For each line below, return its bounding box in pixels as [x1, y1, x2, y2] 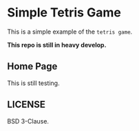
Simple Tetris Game [7, 5, 122, 21]
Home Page [7, 60, 58, 73]
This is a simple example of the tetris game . [7, 27, 133, 36]
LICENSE [7, 99, 46, 110]
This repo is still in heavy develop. [7, 40, 107, 49]
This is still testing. [7, 79, 60, 87]
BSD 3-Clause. [7, 117, 50, 125]
